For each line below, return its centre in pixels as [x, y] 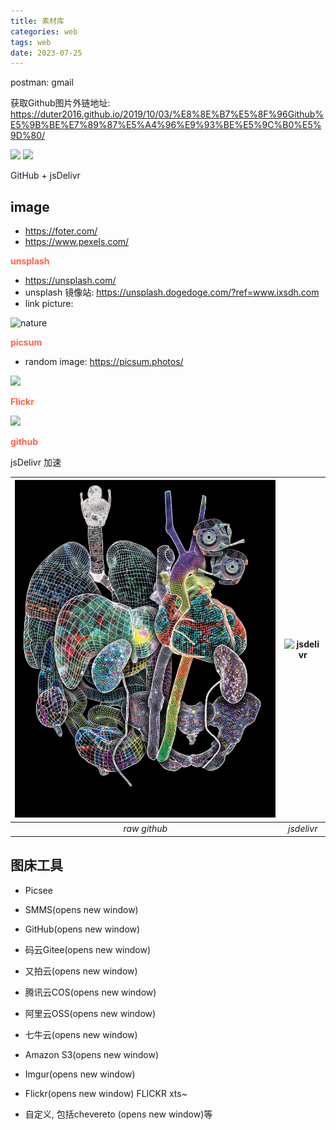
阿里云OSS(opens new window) [90, 1013]
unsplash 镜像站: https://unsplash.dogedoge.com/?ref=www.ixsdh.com [172, 292]
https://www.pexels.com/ [77, 242]
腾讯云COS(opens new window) [90, 992]
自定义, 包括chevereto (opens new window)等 [118, 1114]
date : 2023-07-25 [46, 53]
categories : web [44, 31]
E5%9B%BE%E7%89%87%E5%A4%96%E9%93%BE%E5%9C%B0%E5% [166, 125]
